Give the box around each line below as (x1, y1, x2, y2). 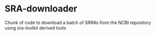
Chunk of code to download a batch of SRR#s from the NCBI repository (4, 19, 152, 25)
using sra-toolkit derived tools (4, 24, 66, 30)
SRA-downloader (4, 3, 78, 14)
